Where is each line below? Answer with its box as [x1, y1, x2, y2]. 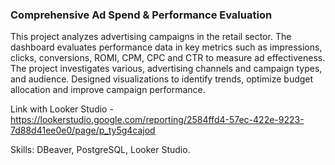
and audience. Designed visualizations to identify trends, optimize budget [10, 73, 314, 85]
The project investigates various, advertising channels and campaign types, [10, 63, 323, 75]
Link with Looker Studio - [10, 103, 114, 115]
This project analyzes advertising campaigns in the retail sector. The [10, 31, 292, 43]
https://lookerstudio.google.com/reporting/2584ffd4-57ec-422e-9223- [10, 114, 305, 126]
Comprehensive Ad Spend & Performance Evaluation [10, 8, 273, 22]
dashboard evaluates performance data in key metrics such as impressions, [10, 41, 323, 53]
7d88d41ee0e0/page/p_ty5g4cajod [10, 124, 156, 137]
